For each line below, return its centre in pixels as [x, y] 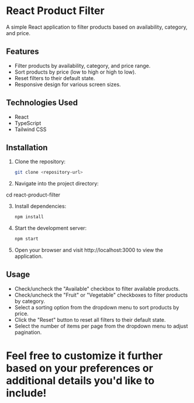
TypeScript [28, 123]
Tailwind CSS [30, 129]
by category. [30, 301]
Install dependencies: [40, 206]
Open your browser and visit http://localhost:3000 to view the [89, 250]
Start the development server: [51, 228]
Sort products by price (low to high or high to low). [75, 72]
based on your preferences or [80, 368]
